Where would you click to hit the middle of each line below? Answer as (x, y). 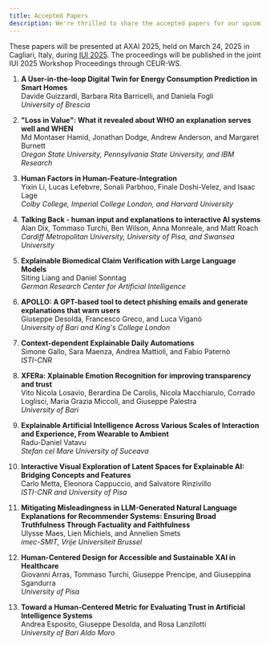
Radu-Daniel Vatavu (53, 442)
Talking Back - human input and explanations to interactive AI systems (141, 219)
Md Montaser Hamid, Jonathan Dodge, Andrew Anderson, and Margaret (140, 137)
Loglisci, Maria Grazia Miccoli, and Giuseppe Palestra (109, 401)
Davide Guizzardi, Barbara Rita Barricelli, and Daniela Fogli (117, 96)
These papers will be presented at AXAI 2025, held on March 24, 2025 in (129, 46)
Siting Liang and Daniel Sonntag (73, 277)
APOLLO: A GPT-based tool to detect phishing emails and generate (134, 301)
